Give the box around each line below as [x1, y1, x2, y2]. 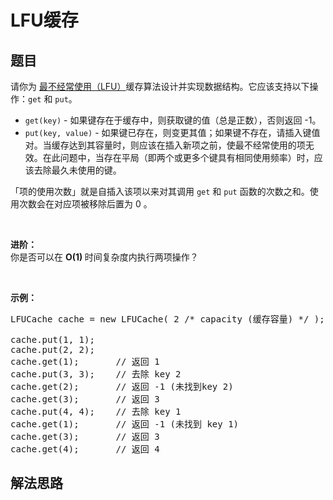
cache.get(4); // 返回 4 [10, 444, 160, 455]
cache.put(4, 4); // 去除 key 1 [10, 406, 182, 417]
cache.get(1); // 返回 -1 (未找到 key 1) [10, 419, 240, 430]
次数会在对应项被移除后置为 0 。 [18, 198, 153, 210]
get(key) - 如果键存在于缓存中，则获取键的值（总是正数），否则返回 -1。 [24, 114, 322, 126]
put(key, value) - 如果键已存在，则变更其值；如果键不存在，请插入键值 [24, 127, 321, 138]
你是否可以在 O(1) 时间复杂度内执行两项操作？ [10, 251, 199, 263]
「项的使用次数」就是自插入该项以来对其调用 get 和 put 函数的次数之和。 [10, 186, 310, 197]
